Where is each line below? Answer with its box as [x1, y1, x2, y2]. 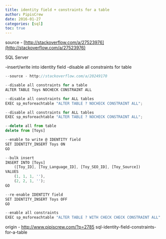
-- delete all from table [5, 123, 56, 128]
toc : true [5, 26, 26, 31]
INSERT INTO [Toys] [5, 160, 46, 165]
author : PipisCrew [5, 12, 43, 17]
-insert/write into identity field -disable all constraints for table [5, 64, 132, 70]
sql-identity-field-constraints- [95, 224, 157, 230]
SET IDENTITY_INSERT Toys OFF [5, 197, 68, 202]
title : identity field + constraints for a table [5, 7, 110, 12]
